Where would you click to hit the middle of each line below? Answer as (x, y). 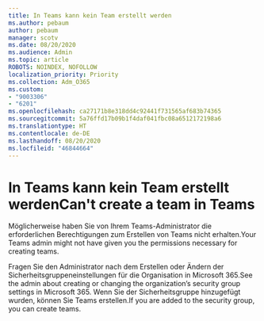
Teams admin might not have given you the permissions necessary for (123, 243)
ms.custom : (26, 89)
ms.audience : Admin (40, 52)
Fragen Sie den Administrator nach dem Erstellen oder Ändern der (116, 267)
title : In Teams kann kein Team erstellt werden (90, 15)
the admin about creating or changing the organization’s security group (124, 284)
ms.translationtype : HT (48, 126)
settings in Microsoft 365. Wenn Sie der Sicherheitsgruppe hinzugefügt (124, 292)
